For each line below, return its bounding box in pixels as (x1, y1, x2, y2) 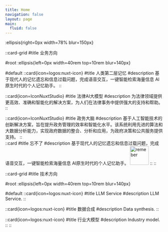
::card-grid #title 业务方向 (5, 50, 57, 56)
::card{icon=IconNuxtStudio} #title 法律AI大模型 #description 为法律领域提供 (5, 93, 162, 99)
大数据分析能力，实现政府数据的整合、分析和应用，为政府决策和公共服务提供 (5, 128, 163, 134)
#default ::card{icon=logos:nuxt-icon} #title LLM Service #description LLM (5, 191, 159, 197)
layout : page (5, 16, 32, 21)
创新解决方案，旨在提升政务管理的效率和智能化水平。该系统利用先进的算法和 (5, 122, 163, 128)
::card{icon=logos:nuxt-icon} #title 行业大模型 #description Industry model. (5, 217, 160, 223)
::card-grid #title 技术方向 (5, 171, 57, 177)
